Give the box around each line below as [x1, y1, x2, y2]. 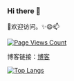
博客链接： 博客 [7, 53, 50, 61]
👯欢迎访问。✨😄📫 [7, 23, 60, 31]
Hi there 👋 [7, 6, 41, 16]
